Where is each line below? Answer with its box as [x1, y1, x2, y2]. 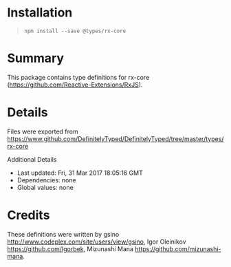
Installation [7, 5, 73, 21]
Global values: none [16, 183, 74, 191]
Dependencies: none [16, 175, 77, 184]
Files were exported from [7, 127, 78, 136]
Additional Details [7, 155, 57, 163]
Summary [7, 50, 64, 66]
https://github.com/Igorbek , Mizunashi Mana [7, 244, 134, 253]
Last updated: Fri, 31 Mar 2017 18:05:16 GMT [16, 169, 143, 177]
